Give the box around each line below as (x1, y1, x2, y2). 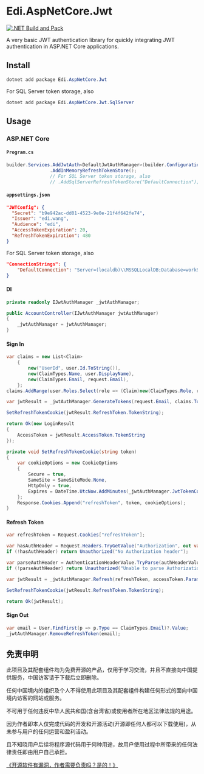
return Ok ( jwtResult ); (6, 598, 64, 604)
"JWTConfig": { (6, 204, 45, 211)
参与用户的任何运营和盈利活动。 (11, 728, 92, 735)
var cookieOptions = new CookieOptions (17, 460, 118, 466)
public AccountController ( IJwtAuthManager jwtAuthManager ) (6, 310, 159, 316)
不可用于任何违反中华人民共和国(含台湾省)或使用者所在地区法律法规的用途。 (6, 708, 197, 715)
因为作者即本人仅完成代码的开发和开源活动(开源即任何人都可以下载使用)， (6, 720, 191, 728)
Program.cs (6, 149, 34, 156)
